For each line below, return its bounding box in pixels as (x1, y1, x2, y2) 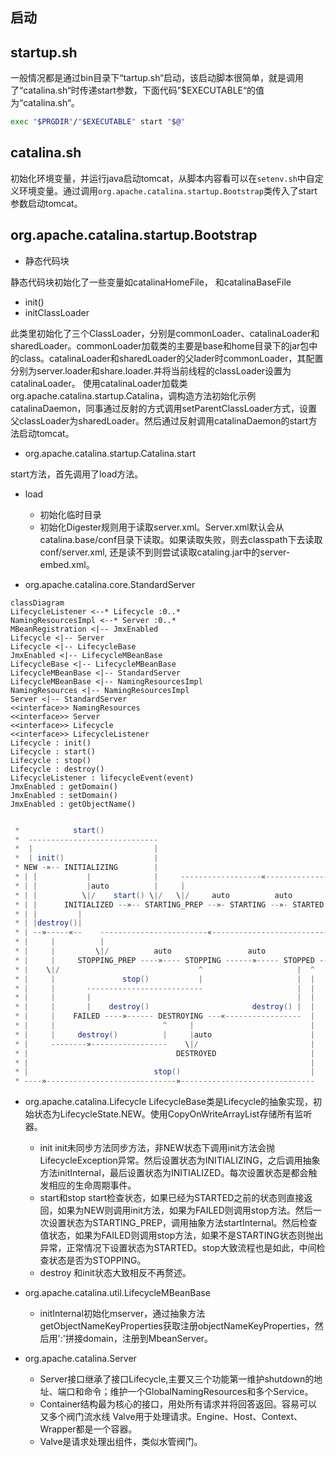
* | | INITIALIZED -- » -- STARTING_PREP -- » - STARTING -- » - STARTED (14, 899, 325, 910)
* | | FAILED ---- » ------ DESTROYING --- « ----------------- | (14, 1011, 315, 1022)
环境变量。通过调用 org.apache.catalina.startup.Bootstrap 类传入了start (18, 184, 318, 197)
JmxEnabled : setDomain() (10, 790, 118, 800)
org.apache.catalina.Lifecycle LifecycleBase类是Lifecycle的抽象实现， (24, 1096, 314, 1108)
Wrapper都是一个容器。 (39, 1423, 138, 1435)
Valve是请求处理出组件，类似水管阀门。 (39, 1436, 203, 1448)
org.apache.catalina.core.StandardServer (24, 578, 196, 590)
